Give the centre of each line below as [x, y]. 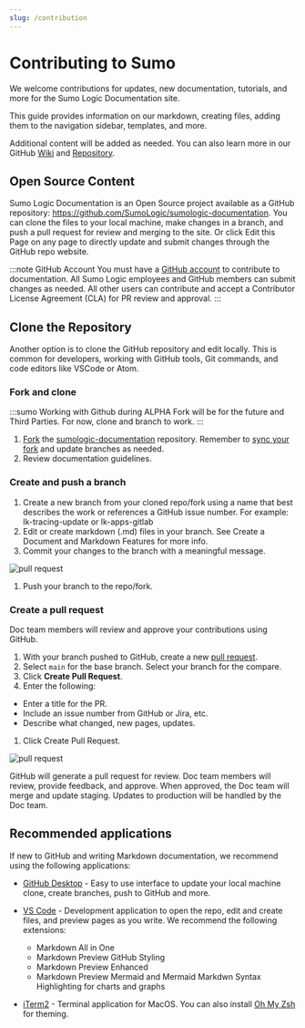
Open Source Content [72, 181]
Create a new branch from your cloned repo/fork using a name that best [158, 502]
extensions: [44, 929]
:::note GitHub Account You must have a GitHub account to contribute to [145, 269]
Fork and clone [43, 392]
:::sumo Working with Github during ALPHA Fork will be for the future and [147, 412]
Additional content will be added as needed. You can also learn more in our [150, 143]
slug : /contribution [49, 18]
